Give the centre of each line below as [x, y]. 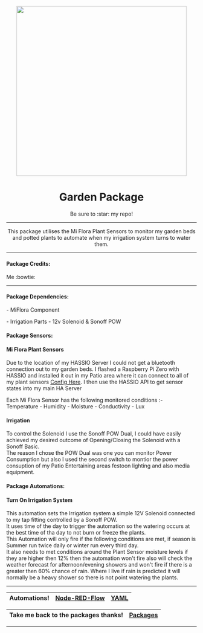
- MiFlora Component [33, 310]
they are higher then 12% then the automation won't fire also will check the [99, 558]
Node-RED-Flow [80, 598]
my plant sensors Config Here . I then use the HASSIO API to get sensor [95, 382]
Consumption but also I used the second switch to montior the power [92, 460]
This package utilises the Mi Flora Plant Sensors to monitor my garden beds [101, 231]
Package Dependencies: [38, 297]
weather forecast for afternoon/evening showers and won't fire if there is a [99, 565]
